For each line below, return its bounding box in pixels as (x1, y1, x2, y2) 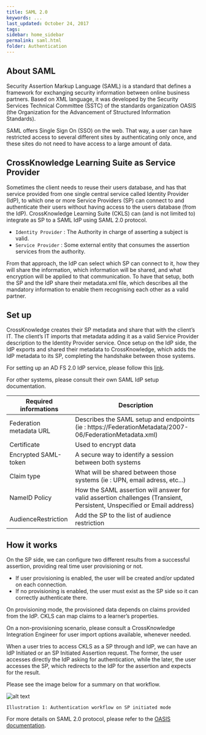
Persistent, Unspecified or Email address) (75, 501, 194, 510)
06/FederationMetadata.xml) (75, 430, 158, 439)
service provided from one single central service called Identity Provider (6, 190, 189, 197)
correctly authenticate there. (15, 594, 88, 602)
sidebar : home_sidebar (6, 32, 64, 38)
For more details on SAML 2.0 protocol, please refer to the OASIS (6, 715, 171, 723)
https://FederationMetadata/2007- (87, 423, 189, 432)
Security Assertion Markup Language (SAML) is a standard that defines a (6, 82, 191, 90)
